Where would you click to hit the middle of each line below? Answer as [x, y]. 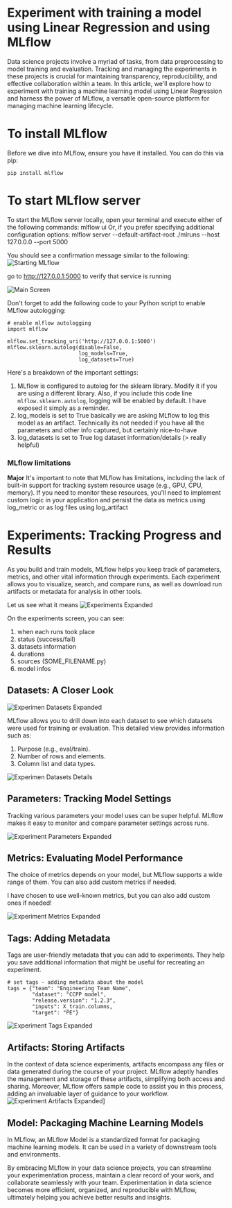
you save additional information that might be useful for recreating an [106, 962]
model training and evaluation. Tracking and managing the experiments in [112, 69]
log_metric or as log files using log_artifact [68, 507]
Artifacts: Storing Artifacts [66, 1047]
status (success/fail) [46, 639]
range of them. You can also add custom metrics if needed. [92, 882]
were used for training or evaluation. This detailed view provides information [116, 728]
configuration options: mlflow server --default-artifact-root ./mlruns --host [114, 235]
